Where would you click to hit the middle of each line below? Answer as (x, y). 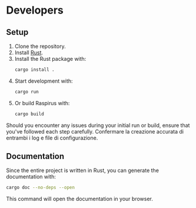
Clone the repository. (40, 46)
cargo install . (34, 70)
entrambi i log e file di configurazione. (52, 138)
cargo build (29, 114)
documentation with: (31, 177)
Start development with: (44, 81)
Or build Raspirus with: (42, 103)
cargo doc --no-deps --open (41, 188)
